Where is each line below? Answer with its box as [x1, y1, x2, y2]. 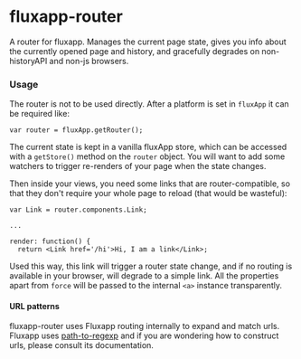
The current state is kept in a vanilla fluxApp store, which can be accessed [9, 142, 287, 153]
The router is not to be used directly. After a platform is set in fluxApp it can [9, 99, 289, 109]
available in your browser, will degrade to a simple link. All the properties [9, 270, 279, 281]
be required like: [9, 109, 71, 119]
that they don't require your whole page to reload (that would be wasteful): [9, 188, 287, 199]
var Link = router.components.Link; [9, 205, 147, 214]
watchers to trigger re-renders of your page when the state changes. [9, 161, 267, 172]
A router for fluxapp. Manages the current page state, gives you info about [9, 36, 287, 47]
